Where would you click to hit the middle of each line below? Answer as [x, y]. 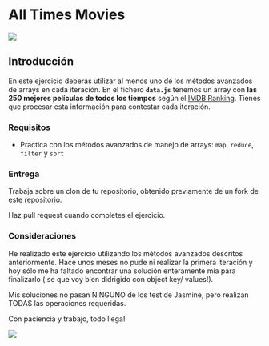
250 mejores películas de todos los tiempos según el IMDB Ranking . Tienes [134, 98]
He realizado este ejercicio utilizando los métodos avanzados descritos [126, 253]
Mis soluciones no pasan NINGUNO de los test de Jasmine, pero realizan [129, 295]
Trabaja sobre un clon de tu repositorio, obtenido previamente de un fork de [133, 191]
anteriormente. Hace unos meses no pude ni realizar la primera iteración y [131, 262]
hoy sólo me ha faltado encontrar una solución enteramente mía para [122, 271]
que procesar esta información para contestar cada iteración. [109, 107]
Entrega [24, 174]
